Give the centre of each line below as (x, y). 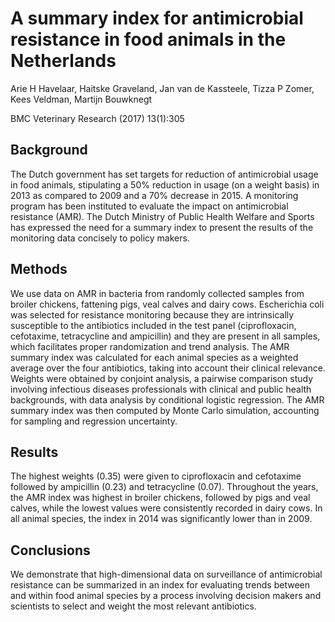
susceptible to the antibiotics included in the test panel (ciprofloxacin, (153, 325)
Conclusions (50, 550)
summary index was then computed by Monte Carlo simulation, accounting (165, 410)
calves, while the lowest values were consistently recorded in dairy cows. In (166, 508)
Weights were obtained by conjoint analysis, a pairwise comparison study (162, 378)
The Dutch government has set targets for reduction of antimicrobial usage (164, 174)
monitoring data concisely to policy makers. (100, 238)
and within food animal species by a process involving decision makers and (166, 596)
